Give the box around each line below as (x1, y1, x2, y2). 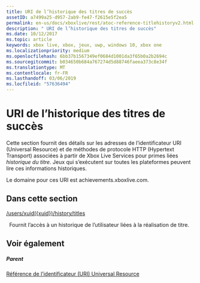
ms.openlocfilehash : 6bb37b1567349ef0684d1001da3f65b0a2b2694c (6, 53, 168, 59)
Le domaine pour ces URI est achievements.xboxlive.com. (6, 176, 149, 183)
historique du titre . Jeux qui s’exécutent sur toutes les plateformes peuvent (6, 158, 191, 165)
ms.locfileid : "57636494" (6, 81, 71, 87)
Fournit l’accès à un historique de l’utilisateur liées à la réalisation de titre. (8, 221, 190, 228)
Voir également (6, 239, 65, 249)
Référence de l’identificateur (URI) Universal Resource (6, 270, 140, 278)
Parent (6, 255, 24, 262)
